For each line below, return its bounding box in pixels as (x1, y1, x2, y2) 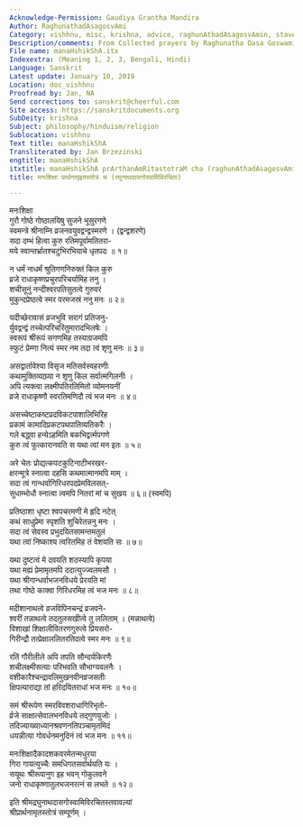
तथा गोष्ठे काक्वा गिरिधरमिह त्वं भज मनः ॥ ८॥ (9, 585, 139, 596)
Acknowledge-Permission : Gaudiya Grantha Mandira (9, 13, 200, 23)
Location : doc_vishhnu (9, 80, 95, 89)
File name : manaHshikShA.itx (9, 47, 119, 56)
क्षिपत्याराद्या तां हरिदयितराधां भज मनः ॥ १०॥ (9, 682, 137, 693)
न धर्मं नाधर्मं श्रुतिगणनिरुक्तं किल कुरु (9, 263, 113, 275)
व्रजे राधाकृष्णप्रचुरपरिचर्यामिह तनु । (9, 274, 106, 285)
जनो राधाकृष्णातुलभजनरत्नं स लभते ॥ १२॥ (9, 779, 133, 790)
